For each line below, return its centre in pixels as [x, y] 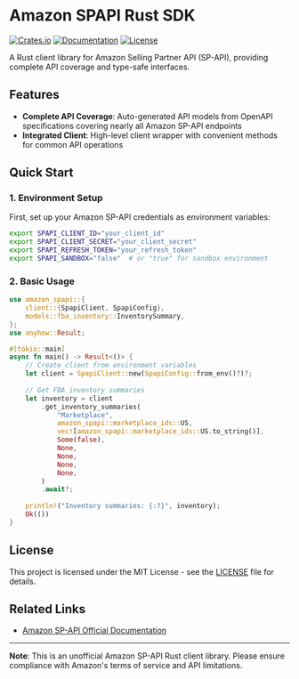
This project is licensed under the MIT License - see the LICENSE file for [141, 571]
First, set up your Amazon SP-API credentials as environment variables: [140, 217]
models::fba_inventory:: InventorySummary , [105, 316]
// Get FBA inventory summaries [85, 390]
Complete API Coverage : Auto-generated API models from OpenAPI [147, 116]
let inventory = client [69, 398]
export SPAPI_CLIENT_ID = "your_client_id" [87, 234]
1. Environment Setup [57, 198]
